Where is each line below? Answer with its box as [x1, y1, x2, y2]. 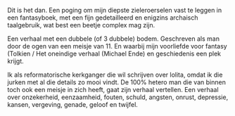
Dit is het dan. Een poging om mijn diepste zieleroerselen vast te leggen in [7, 6, 222, 14]
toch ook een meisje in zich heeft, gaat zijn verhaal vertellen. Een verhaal [7, 86, 220, 94]
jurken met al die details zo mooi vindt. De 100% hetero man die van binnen [7, 78, 227, 86]
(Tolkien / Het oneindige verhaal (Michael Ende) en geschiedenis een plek [7, 49, 222, 58]
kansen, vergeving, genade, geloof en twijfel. [7, 101, 139, 108]
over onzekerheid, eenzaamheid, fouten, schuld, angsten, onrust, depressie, [7, 93, 229, 101]
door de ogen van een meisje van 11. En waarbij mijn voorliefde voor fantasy [7, 42, 227, 50]
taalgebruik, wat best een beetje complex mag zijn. [7, 21, 155, 29]
